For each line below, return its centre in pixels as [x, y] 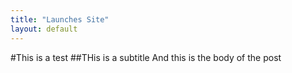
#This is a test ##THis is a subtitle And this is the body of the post [146, 57]
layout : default [44, 29]
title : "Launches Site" [60, 19]
